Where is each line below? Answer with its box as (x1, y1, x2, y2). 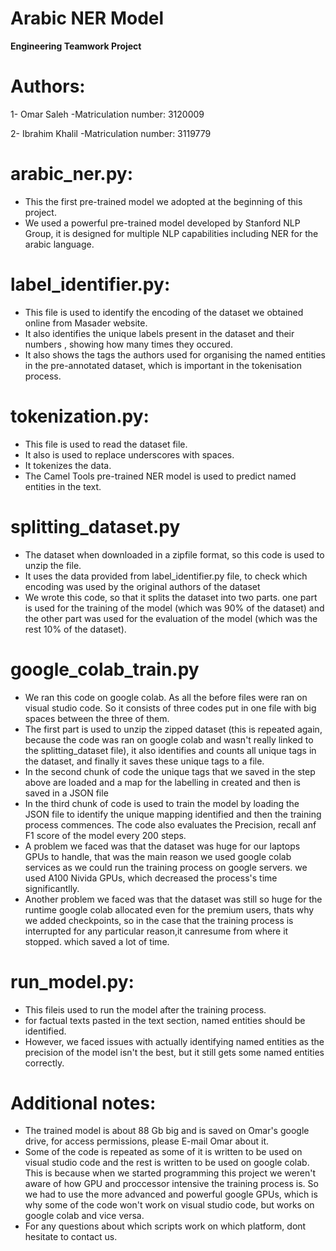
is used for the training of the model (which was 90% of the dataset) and (24, 602, 325, 614)
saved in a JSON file (24, 787, 109, 799)
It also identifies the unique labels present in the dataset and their (24, 327, 295, 339)
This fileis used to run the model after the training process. (24, 1003, 267, 1016)
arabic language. (24, 238, 95, 250)
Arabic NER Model (10, 7, 165, 30)
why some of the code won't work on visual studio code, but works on (24, 1199, 315, 1211)
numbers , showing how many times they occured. (24, 338, 233, 350)
